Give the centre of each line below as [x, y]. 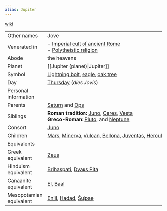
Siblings [17, 116]
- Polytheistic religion [72, 50]
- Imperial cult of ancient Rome [83, 44]
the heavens [61, 58]
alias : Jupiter [21, 10]
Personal [18, 90]
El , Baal [56, 184]
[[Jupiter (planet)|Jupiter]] [78, 66]
